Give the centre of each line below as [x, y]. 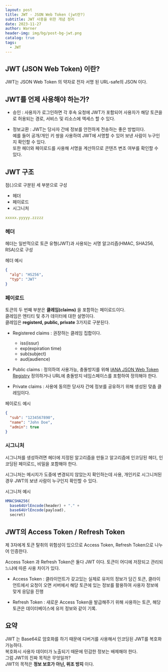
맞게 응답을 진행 [28, 592]
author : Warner [21, 29]
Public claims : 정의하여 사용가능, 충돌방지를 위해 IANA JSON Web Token [86, 370]
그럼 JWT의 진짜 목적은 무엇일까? [38, 657]
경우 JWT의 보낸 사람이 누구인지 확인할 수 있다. [51, 480]
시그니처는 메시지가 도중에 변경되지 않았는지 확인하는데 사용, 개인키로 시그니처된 [83, 474]
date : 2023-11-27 [23, 24]
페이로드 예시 [18, 403]
